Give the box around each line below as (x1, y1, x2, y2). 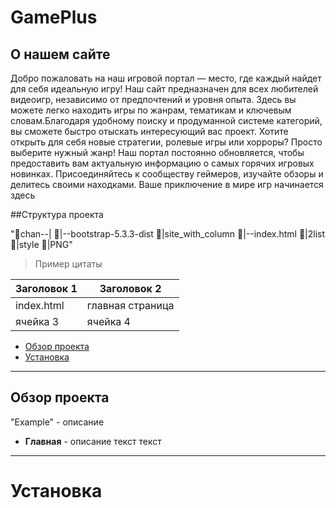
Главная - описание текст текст (24, 435, 162, 447)
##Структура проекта (10, 209, 104, 220)
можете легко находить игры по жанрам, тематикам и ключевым (10, 104, 292, 116)
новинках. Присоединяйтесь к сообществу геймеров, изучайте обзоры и (10, 168, 324, 180)
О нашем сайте (10, 46, 111, 63)
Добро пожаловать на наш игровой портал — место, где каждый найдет (10, 72, 322, 84)
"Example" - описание (10, 416, 105, 428)
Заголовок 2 (99, 282, 162, 295)
